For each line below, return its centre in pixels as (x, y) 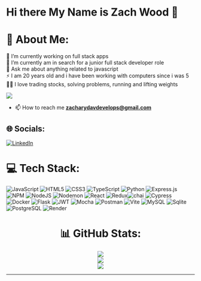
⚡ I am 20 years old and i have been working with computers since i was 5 (98, 76)
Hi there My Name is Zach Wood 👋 (92, 12)
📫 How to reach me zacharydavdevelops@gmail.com (83, 108)
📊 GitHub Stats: (100, 234)
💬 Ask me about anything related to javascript (62, 69)
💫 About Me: (38, 40)
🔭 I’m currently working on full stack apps (57, 56)
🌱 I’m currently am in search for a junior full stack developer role (85, 63)
